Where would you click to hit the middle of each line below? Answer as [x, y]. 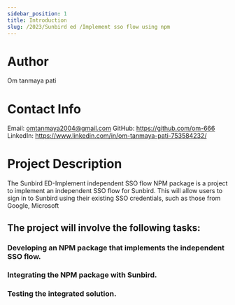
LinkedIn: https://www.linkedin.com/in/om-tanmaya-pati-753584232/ [107, 136]
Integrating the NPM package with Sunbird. [82, 275]
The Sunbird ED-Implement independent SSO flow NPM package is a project [117, 183]
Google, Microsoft [33, 206]
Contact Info [44, 109]
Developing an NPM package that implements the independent [116, 248]
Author [28, 61]
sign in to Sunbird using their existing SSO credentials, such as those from [114, 198]
